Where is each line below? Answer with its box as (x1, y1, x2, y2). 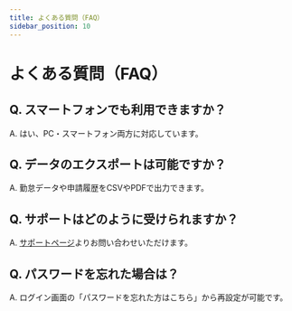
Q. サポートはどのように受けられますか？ (9, 212, 239, 227)
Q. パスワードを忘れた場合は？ (9, 266, 179, 281)
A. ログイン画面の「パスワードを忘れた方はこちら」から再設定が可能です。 (9, 291, 288, 303)
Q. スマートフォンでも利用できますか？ (9, 102, 227, 118)
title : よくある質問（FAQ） (9, 13, 104, 23)
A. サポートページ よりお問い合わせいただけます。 (9, 237, 193, 249)
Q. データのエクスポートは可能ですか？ (9, 156, 227, 172)
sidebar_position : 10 (9, 22, 91, 31)
